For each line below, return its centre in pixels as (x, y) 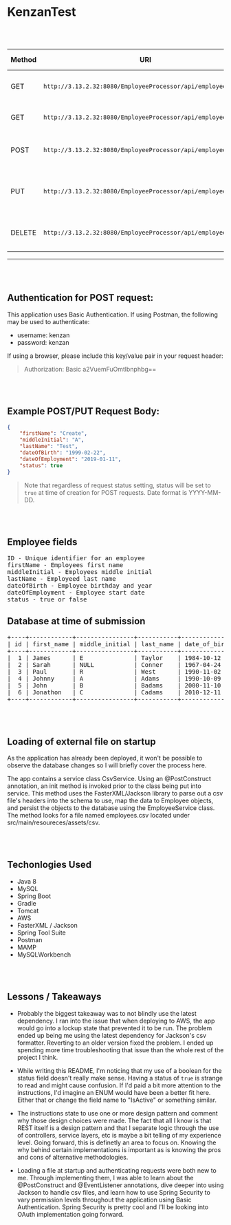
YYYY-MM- (205, 492)
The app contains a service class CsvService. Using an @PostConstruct (109, 779)
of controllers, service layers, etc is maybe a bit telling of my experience (119, 1135)
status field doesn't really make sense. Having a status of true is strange (120, 1078)
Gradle (26, 903)
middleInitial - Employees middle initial (80, 572)
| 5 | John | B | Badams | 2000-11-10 (114, 686)
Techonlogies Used (49, 865)
